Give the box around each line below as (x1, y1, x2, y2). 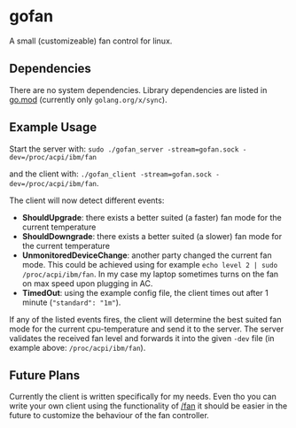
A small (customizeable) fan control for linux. (9, 35, 173, 46)
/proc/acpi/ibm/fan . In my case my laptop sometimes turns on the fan (21, 268, 279, 279)
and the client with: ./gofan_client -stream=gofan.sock (9, 168, 213, 179)
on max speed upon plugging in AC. (21, 277, 153, 289)
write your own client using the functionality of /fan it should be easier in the (9, 401, 288, 411)
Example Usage (9, 120, 97, 135)
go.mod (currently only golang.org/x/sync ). (9, 94, 167, 105)
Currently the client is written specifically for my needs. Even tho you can (9, 392, 277, 402)
